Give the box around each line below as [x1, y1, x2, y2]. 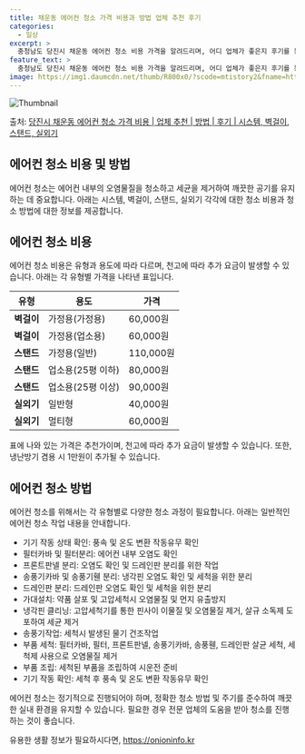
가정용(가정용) [48, 313, 106, 325]
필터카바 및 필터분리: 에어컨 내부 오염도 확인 [22, 549, 179, 560]
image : [9, 73, 34, 82]
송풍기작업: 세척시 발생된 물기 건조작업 [22, 628, 159, 639]
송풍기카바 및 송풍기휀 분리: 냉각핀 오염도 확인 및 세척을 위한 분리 [22, 571, 252, 582]
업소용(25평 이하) [48, 364, 121, 377]
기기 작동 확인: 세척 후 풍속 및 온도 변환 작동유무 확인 [22, 673, 209, 684]
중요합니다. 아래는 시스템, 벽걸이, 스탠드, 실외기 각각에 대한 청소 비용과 [35, 193, 285, 204]
